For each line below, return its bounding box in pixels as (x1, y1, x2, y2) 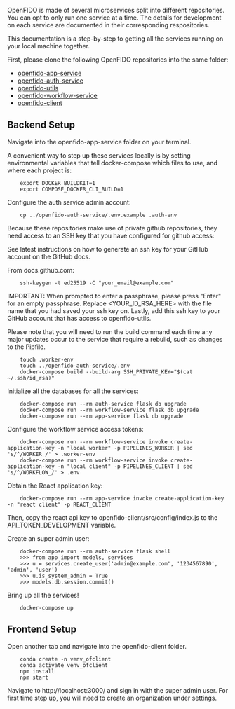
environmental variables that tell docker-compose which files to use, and (7, 158, 217, 167)
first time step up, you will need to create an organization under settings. (7, 694, 217, 702)
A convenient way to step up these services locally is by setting (7, 151, 191, 160)
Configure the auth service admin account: (7, 198, 131, 206)
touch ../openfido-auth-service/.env (20, 362, 130, 369)
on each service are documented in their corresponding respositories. (7, 21, 210, 29)
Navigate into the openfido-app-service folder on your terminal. (7, 137, 192, 146)
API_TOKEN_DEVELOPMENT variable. (7, 521, 116, 529)
